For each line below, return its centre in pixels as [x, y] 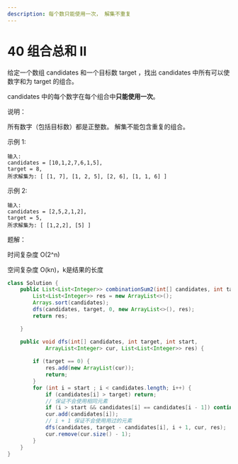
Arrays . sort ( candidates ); [71, 303]
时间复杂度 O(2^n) [34, 254]
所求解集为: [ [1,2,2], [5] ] [49, 225]
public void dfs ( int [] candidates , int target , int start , [109, 342]
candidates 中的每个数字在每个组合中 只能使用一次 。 [83, 96]
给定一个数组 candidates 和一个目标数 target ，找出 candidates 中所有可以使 [119, 72]
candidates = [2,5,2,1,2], [47, 211]
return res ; [51, 316]
